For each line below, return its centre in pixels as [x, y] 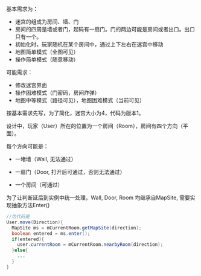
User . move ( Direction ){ [35, 222]
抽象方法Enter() [30, 205]
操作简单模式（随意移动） [47, 59]
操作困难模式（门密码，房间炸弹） [57, 93]
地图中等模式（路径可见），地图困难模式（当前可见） [80, 100]
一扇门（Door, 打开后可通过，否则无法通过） [70, 172]
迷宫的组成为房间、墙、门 [47, 22]
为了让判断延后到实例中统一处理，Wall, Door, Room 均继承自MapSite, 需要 [98, 197]
